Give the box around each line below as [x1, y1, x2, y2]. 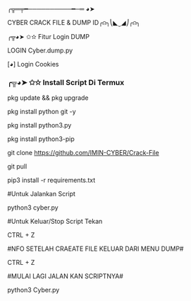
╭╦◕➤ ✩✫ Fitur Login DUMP [7, 33, 90, 40]
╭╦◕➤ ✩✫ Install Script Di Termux [7, 77, 125, 87]
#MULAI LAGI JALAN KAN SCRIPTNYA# [7, 272, 123, 280]
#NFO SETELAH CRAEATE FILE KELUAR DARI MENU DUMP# [7, 244, 184, 253]
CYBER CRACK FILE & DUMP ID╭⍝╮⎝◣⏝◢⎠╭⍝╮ [7, 18, 141, 26]
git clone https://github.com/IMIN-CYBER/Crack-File [7, 149, 160, 157]
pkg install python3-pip [7, 135, 75, 143]
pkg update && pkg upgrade [7, 93, 90, 102]
